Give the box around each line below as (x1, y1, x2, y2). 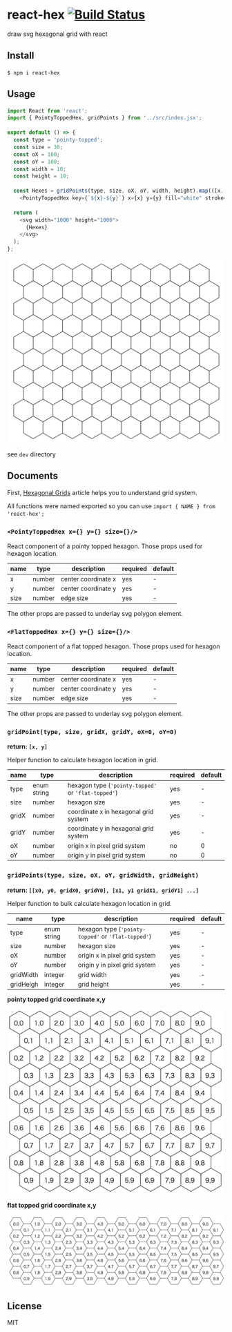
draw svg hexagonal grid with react (7, 30, 108, 38)
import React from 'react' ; (7, 107, 88, 114)
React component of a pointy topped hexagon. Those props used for (7, 542, 203, 550)
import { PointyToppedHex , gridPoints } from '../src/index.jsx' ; (7, 115, 202, 122)
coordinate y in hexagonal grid (67, 824, 154, 833)
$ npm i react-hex (7, 69, 60, 76)
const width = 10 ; (13, 166, 67, 173)
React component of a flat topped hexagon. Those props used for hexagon (7, 642, 220, 650)
